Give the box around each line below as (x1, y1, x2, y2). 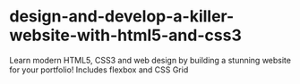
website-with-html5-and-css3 (9, 25, 242, 46)
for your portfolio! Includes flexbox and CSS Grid (9, 64, 189, 75)
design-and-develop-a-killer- (9, 6, 235, 27)
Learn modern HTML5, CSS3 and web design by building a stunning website (9, 55, 291, 65)
